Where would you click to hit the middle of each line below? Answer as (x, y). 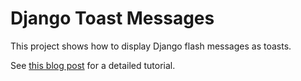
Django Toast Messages (112, 18)
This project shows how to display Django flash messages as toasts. (151, 46)
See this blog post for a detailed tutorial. (93, 65)
